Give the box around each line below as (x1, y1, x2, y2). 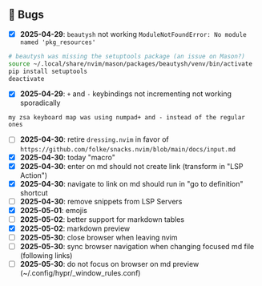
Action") (19, 170, 48, 180)
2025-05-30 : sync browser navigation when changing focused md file (19, 242, 255, 251)
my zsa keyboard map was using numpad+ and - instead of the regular (8, 114, 246, 122)
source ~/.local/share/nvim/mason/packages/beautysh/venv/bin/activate (8, 59, 252, 68)
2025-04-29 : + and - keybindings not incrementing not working (19, 89, 232, 99)
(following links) (19, 251, 73, 260)
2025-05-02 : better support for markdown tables (19, 214, 185, 224)
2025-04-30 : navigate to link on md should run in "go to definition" (19, 179, 244, 188)
